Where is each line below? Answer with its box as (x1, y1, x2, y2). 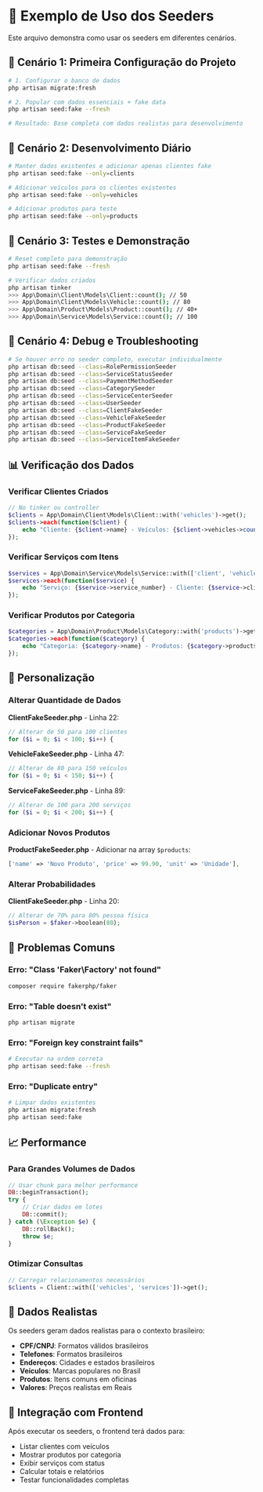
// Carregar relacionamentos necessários (8, 1276, 146, 1284)
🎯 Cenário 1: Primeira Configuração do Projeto (8, 56, 236, 69)
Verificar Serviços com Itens (8, 551, 119, 562)
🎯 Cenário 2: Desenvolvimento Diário (8, 141, 192, 155)
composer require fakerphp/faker (8, 982, 117, 990)
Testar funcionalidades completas (19, 1476, 129, 1485)
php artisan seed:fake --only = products (8, 212, 139, 221)
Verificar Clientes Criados (8, 486, 109, 497)
